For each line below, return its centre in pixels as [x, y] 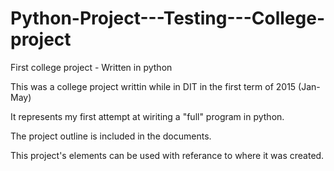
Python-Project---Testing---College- [167, 18]
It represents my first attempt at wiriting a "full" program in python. [147, 116]
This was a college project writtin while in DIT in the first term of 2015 [153, 86]
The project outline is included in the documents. [111, 136]
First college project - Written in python [91, 67]
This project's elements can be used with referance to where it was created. [167, 155]
